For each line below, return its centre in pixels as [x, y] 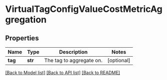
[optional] [119, 60]
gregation [26, 20]
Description [73, 52]
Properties [22, 38]
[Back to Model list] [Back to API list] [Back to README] [63, 73]
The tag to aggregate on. [73, 60]
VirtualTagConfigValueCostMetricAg [84, 9]
